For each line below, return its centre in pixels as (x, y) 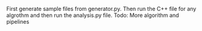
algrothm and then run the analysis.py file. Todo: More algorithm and (93, 15)
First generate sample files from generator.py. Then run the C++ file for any (101, 9)
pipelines (18, 22)
